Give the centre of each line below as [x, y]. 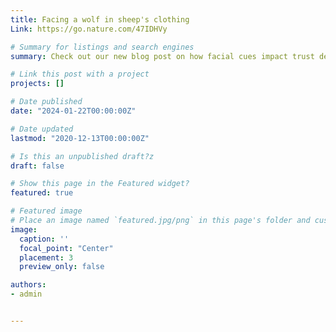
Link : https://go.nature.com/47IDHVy [89, 29]
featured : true [42, 193]
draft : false [37, 166]
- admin [26, 294]
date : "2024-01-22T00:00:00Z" [73, 111]
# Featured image [46, 211]
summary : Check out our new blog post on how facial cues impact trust [162, 56]
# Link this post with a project [80, 74]
